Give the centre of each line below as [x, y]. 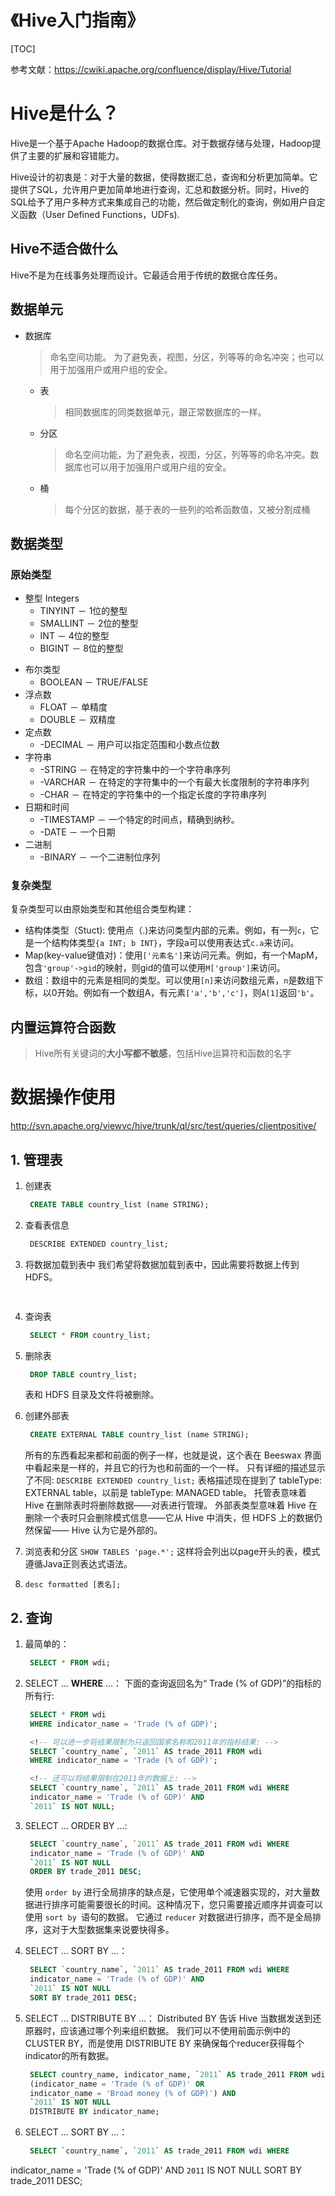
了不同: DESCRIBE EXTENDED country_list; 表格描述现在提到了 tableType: [173, 1480]
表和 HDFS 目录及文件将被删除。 [92, 1395]
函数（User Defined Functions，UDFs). [99, 214]
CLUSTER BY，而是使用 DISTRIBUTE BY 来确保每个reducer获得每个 [164, 2043]
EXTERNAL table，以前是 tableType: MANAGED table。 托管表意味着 [166, 1493]
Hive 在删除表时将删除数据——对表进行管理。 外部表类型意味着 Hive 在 [171, 1505]
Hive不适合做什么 [64, 249]
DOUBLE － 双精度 [78, 720]
